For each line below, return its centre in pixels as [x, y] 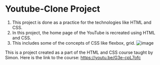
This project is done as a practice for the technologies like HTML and [82, 22]
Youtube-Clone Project [53, 9]
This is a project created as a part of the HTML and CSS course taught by [79, 52]
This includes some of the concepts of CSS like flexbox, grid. [74, 43]
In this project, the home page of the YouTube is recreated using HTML [84, 32]
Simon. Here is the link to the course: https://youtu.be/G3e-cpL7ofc [73, 57]
